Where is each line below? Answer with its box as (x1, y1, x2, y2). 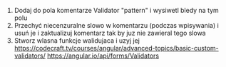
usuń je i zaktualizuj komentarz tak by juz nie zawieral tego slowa (14, 29, 206, 37)
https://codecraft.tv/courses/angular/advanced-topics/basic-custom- (14, 44, 219, 52)
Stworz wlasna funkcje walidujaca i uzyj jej (14, 36, 140, 45)
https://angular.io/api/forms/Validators (47, 51, 159, 60)
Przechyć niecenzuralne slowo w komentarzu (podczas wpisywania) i (14, 21, 219, 29)
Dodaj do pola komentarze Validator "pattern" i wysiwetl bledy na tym (14, 6, 219, 14)
